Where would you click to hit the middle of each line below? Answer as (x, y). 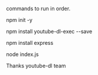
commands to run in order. (38, 9)
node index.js (22, 54)
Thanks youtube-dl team (36, 66)
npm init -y (19, 20)
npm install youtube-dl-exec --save (49, 31)
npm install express (30, 43)
